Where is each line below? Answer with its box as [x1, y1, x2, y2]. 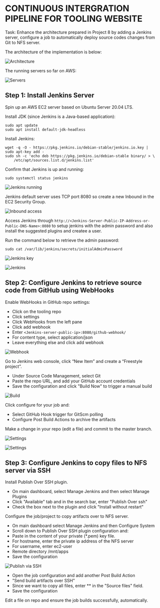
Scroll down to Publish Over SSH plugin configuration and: [12, 528, 129, 534]
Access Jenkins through [5, 217, 54, 223]
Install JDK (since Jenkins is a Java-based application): [5, 114, 115, 119]
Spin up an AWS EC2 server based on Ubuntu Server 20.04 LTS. [5, 104, 134, 110]
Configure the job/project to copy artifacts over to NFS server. [5, 513, 129, 519]
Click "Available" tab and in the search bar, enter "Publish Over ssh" [12, 499, 148, 505]
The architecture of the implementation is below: [5, 49, 102, 55]
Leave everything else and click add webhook [12, 339, 104, 345]
